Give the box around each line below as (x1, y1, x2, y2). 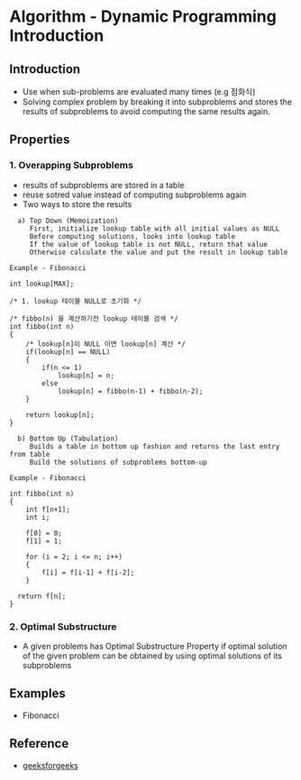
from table (9, 449, 50, 458)
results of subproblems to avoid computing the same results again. (22, 106, 270, 116)
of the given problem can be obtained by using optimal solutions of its (22, 650, 282, 661)
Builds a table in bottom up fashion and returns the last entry (29, 441, 280, 451)
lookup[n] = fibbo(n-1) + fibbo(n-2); (57, 386, 204, 395)
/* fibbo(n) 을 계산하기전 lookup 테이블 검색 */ (9, 313, 178, 323)
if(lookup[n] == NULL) (25, 347, 111, 357)
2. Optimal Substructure (9, 620, 117, 632)
